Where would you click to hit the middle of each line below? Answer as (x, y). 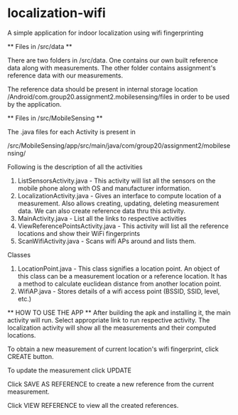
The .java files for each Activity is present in (72, 131)
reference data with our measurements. (65, 75)
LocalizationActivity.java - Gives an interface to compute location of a (119, 195)
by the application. (34, 104)
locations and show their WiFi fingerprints (79, 233)
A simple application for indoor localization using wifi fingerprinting (106, 33)
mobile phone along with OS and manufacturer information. (104, 188)
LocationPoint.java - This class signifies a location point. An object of (119, 269)
